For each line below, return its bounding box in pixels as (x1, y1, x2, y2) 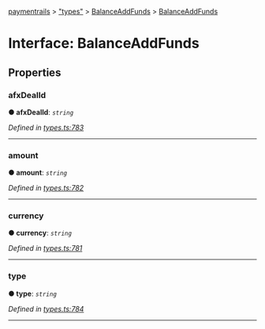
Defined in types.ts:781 (8, 244, 83, 253)
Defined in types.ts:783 (8, 123, 84, 132)
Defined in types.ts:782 (8, 183, 84, 193)
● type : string (8, 289, 58, 298)
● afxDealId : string (8, 107, 74, 117)
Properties (8, 66, 62, 79)
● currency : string (8, 229, 73, 238)
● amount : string (8, 168, 68, 177)
